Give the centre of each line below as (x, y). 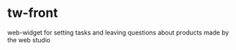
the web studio (29, 39)
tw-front (33, 13)
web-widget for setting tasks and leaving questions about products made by (118, 32)
